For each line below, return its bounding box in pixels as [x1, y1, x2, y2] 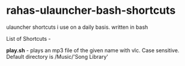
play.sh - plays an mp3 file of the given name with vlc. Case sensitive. [6, 46, 180, 54]
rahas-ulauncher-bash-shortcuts [6, 4, 176, 17]
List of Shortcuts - [6, 35, 51, 42]
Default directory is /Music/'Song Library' [6, 53, 109, 60]
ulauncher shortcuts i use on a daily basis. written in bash [6, 23, 148, 31]
